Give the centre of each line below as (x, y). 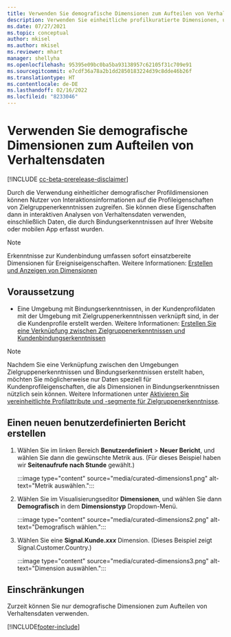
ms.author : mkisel (33, 45)
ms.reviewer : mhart (35, 52)
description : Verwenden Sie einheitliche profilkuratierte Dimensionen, (113, 20)
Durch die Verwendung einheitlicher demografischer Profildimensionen (108, 192)
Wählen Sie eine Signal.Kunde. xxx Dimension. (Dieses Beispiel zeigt (114, 540)
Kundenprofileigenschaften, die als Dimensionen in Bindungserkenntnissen (113, 386)
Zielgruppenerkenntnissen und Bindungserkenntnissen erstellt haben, (106, 372)
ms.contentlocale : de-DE (43, 84)
